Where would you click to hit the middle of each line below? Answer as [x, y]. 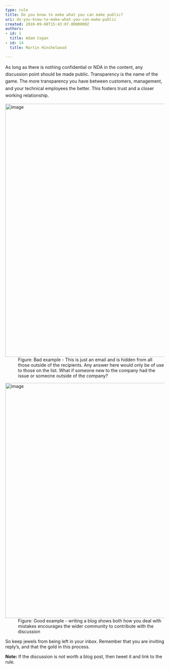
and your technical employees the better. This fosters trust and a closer [80, 88]
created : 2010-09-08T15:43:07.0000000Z [47, 24]
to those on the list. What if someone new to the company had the [87, 370]
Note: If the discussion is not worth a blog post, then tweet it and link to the [84, 656]
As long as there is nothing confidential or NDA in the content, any [74, 67]
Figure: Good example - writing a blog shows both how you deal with [90, 620]
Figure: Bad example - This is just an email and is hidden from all [85, 360]
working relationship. [27, 95]
